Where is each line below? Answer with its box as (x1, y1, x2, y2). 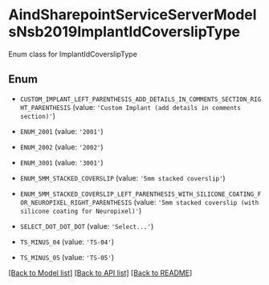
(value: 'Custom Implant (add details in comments (71, 102, 241, 112)
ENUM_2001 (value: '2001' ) (19, 126, 104, 136)
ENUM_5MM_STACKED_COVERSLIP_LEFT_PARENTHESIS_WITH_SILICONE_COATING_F (19, 190, 262, 198)
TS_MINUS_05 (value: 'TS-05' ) (19, 252, 115, 262)
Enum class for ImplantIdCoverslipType (8, 49, 138, 59)
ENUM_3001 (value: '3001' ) (19, 157, 104, 167)
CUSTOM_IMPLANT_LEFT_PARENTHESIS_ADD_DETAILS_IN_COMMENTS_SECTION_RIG (19, 95, 262, 104)
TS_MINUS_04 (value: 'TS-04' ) (19, 237, 115, 246)
